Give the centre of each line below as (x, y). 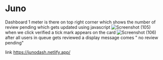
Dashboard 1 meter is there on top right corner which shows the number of (80, 22)
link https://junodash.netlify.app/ (38, 52)
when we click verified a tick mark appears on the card (60, 32)
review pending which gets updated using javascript (58, 27)
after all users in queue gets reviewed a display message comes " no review (81, 38)
